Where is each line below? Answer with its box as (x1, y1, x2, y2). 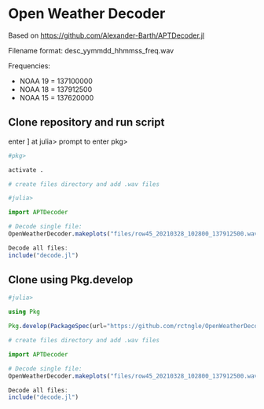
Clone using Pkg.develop (8, 273, 134, 287)
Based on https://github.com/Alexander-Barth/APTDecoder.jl (8, 31, 205, 40)
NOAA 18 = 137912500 (19, 84, 93, 94)
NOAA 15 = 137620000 (19, 93, 94, 102)
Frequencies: (8, 60, 51, 71)
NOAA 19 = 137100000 (19, 76, 93, 86)
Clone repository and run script (8, 115, 165, 130)
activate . (8, 166, 44, 173)
